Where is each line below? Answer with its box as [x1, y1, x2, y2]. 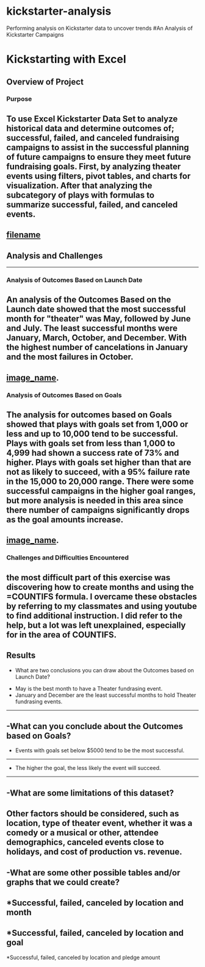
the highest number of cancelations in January [6, 342, 188, 353]
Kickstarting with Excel [6, 52, 126, 67]
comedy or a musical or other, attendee [6, 828, 159, 838]
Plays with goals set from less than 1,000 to [6, 438, 176, 449]
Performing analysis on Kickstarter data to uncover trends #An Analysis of [6, 24, 193, 32]
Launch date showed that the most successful [6, 304, 186, 315]
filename [6, 230, 41, 240]
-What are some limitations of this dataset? [6, 788, 174, 798]
